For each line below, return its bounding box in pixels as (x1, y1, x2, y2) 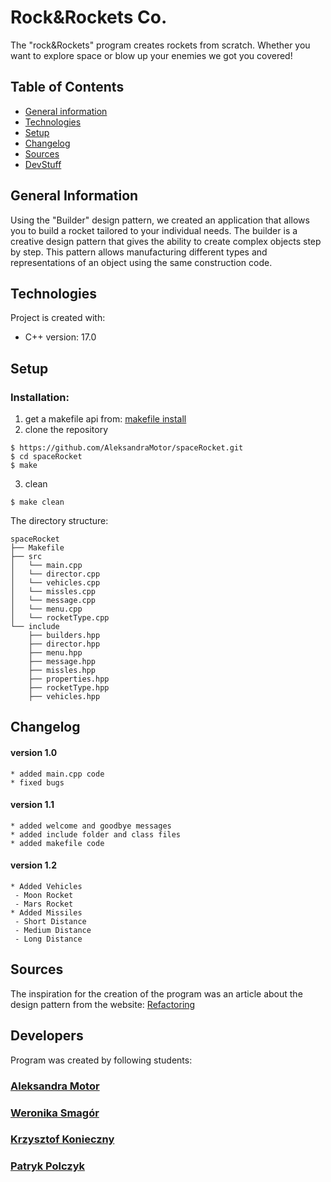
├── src (10, 552, 43, 562)
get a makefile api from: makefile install (24, 413, 187, 425)
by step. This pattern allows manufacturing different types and (10, 246, 268, 258)
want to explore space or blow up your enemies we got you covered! (10, 49, 293, 61)
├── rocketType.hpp (28, 683, 110, 693)
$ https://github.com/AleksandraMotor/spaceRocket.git (10, 443, 244, 453)
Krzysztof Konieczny (10, 1132, 115, 1146)
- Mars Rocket (14, 899, 74, 910)
